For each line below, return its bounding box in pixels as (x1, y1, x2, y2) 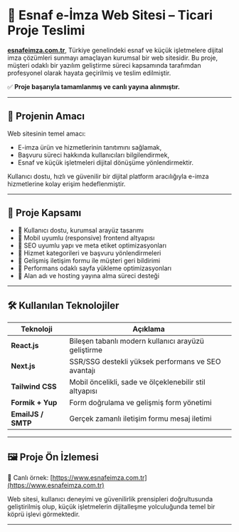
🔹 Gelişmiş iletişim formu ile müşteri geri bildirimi (17, 256, 161, 265)
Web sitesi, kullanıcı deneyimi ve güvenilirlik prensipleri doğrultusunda (7, 495, 213, 503)
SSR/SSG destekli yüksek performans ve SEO (69, 357, 221, 367)
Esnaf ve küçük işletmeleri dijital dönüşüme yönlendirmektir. (17, 158, 194, 167)
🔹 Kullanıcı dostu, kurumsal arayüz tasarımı (17, 225, 144, 235)
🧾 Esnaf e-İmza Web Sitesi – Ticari (7, 7, 213, 24)
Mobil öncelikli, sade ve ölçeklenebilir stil (69, 377, 206, 387)
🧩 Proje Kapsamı (7, 207, 82, 219)
